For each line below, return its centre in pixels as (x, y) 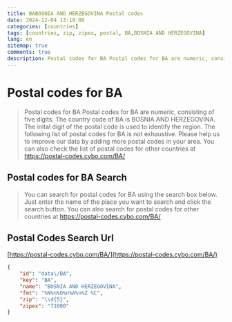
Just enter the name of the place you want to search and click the (118, 202)
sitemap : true (28, 46)
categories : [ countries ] (43, 26)
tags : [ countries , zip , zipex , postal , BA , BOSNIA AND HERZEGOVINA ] (106, 33)
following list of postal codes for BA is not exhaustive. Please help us (122, 134)
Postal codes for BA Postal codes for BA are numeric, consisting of (119, 112)
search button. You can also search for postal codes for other (112, 209)
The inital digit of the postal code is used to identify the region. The (119, 126)
